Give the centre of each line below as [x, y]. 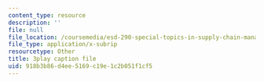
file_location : [33, 37]
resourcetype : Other [42, 52]
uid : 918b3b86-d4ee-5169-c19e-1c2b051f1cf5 [81, 66]
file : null [26, 30]
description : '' [35, 23]
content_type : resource [47, 15]
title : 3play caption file [52, 59]
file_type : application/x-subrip [63, 45]
